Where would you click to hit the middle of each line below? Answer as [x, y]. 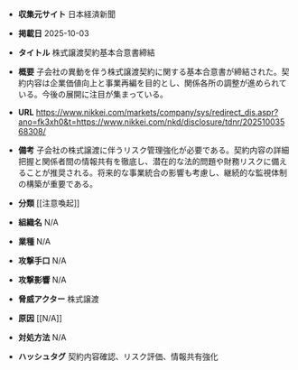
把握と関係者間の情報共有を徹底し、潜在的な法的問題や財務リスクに [144, 161]
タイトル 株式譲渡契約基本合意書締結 [86, 52]
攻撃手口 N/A [42, 260]
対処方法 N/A [42, 337]
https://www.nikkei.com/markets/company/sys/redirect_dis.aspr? [157, 112]
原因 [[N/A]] [40, 318]
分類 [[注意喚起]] [49, 203]
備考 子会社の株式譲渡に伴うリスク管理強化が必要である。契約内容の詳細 [154, 150]
